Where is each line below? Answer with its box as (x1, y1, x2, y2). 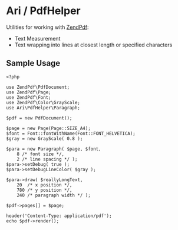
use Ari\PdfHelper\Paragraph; (6, 105, 81, 111)
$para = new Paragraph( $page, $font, (6, 146, 101, 152)
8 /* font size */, (17, 151, 65, 157)
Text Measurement (14, 35, 61, 42)
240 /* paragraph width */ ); (17, 192, 91, 198)
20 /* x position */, (17, 182, 72, 188)
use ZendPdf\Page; (6, 89, 51, 95)
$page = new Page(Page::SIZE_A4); (6, 125, 91, 131)
